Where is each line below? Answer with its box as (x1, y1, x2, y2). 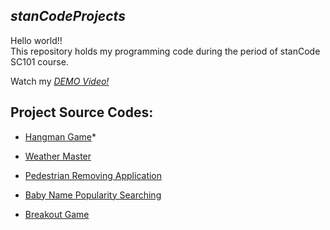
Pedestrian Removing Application (24, 169, 163, 181)
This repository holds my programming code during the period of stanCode (10, 45, 321, 57)
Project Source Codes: (10, 104, 154, 121)
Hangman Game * (24, 130, 97, 143)
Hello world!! (10, 34, 63, 46)
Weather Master (24, 150, 92, 162)
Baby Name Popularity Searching (24, 189, 162, 201)
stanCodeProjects (10, 8, 126, 25)
